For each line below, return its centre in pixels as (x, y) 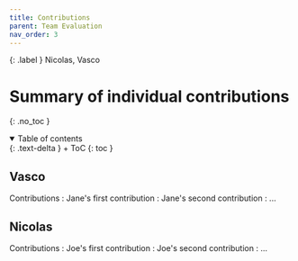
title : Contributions (50, 18)
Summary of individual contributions (149, 96)
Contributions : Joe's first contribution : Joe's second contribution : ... (139, 247)
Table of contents (50, 139)
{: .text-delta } (35, 148)
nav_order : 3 (34, 34)
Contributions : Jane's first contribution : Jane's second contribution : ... (143, 198)
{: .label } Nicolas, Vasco (55, 60)
